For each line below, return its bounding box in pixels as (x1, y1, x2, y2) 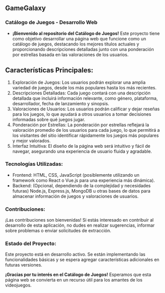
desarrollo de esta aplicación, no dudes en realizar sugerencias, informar (5, 222, 155, 229)
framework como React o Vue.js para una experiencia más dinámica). (12, 177, 155, 183)
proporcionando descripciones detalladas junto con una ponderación (12, 46, 154, 52)
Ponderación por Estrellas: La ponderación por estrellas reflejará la (12, 122, 149, 128)
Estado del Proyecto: (5, 240, 57, 247)
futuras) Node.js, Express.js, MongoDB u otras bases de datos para (12, 188, 151, 194)
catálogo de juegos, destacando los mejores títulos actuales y (12, 41, 139, 47)
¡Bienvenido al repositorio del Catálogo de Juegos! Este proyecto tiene (12, 30, 160, 36)
